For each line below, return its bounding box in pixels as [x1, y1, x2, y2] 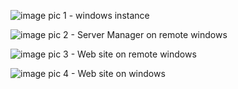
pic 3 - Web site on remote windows [48, 48, 197, 60]
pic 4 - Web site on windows [48, 68, 166, 79]
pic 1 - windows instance [48, 10, 150, 21]
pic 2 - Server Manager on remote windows [48, 29, 228, 40]
